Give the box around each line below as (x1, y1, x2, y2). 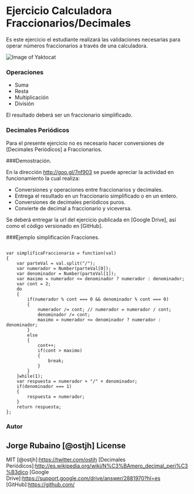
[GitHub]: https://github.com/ (6, 481, 75, 488)
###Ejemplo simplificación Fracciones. (6, 233, 100, 241)
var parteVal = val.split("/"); (16, 260, 96, 266)
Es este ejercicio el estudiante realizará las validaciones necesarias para (6, 36, 181, 43)
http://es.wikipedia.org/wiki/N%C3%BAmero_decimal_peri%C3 (35, 462, 188, 469)
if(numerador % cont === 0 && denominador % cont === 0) (27, 296, 169, 302)
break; (47, 357, 64, 364)
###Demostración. (6, 157, 52, 164)
